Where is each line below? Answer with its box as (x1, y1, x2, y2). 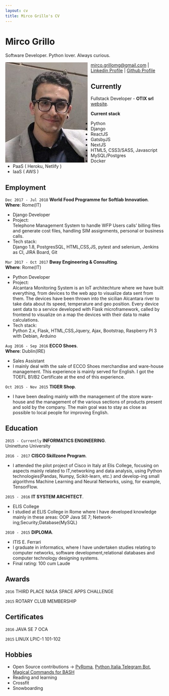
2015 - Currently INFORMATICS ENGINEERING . (5, 437, 106, 444)
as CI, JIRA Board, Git (12, 249, 58, 256)
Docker (90, 158, 106, 164)
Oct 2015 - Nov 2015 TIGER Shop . (5, 384, 77, 390)
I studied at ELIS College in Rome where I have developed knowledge (12, 509, 157, 515)
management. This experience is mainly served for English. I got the (12, 368, 154, 375)
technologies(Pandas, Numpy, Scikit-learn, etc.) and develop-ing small (12, 473, 160, 479)
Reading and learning (12, 674, 57, 680)
